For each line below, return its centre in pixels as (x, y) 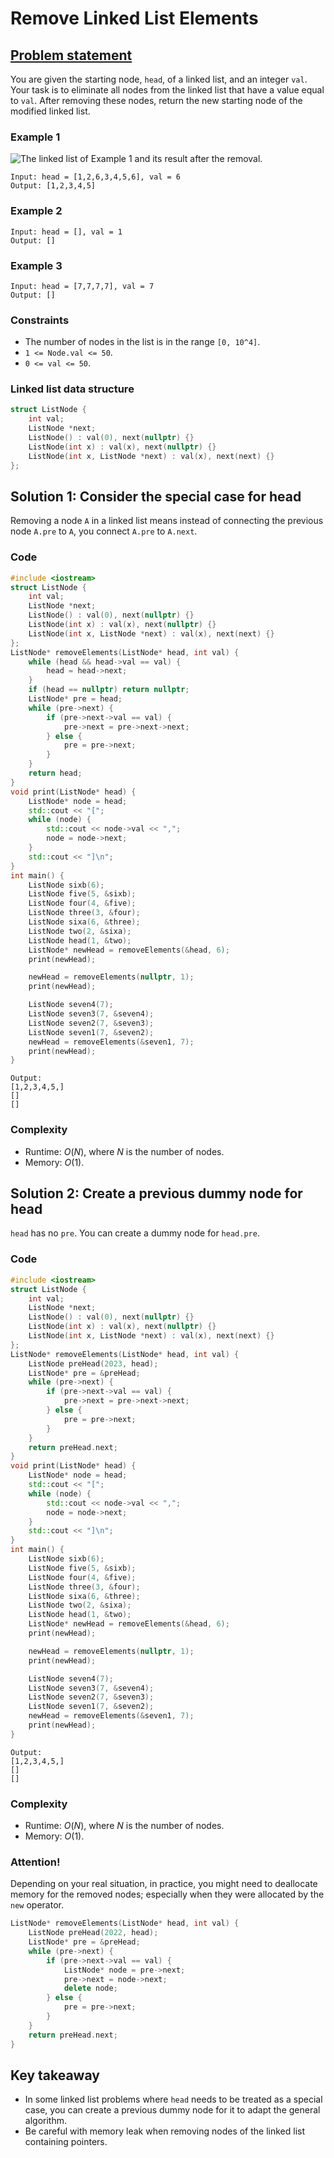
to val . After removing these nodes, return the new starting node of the (156, 100)
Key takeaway (55, 2075)
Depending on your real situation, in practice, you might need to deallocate (164, 1884)
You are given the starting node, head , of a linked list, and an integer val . (159, 79)
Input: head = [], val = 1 (66, 232)
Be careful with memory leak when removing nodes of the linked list (165, 2131)
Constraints (40, 320)
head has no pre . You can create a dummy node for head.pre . (135, 1233)
